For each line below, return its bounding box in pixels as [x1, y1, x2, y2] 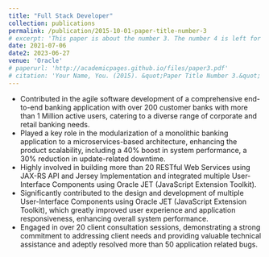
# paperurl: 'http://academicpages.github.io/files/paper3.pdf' [8, 64, 229, 73]
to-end [19, 102, 43, 112]
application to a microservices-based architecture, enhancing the [19, 136, 238, 146]
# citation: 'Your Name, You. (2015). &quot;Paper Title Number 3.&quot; [8, 72, 262, 80]
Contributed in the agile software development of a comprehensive [19, 93, 243, 103]
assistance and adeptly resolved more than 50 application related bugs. [19, 239, 259, 249]
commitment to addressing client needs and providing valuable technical [19, 230, 262, 240]
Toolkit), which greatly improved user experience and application [19, 205, 236, 214]
